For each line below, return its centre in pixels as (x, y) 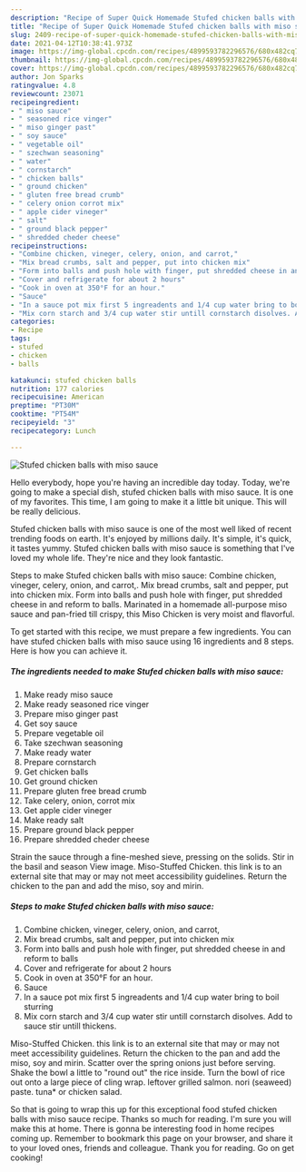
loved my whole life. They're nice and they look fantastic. (117, 557)
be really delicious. (45, 511)
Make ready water (57, 752)
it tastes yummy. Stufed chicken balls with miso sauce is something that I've (153, 548)
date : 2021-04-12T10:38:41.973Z (71, 43)
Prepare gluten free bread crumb (85, 791)
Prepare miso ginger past (71, 714)
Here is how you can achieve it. (69, 651)
